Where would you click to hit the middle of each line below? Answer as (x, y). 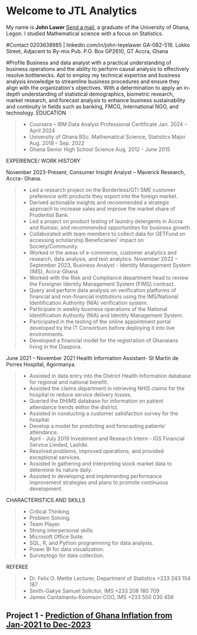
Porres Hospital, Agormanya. (41, 364)
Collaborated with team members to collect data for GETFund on (107, 234)
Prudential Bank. (49, 215)
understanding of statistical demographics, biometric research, (98, 94)
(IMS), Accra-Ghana (54, 271)
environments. (47, 334)
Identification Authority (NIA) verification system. (89, 303)
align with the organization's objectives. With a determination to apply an (94, 87)
